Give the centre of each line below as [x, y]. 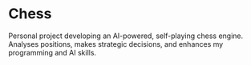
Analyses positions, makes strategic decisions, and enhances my [116, 44]
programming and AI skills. [53, 52]
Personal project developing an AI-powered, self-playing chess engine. [126, 36]
